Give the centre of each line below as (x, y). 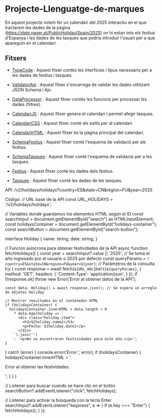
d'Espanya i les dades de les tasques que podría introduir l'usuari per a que (80, 38)
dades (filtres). (27, 104)
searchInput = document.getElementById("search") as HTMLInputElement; (80, 219)
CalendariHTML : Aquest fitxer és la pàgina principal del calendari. (78, 133)
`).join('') (26, 334)
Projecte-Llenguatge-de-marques (75, 9)
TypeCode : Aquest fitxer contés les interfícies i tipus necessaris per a (82, 70)
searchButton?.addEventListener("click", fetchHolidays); (61, 391)
